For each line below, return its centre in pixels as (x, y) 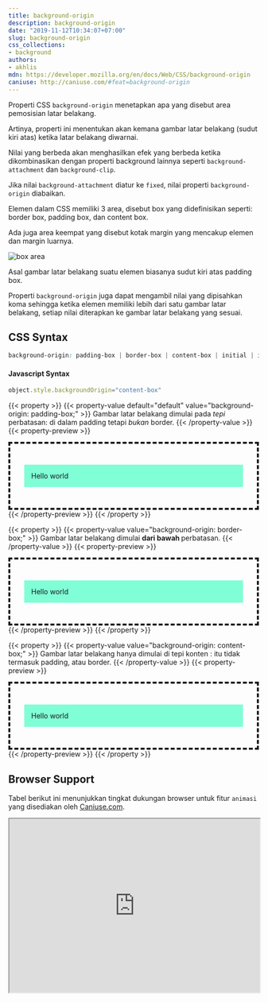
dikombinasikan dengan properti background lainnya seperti (107, 161)
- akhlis (23, 68)
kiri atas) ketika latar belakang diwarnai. (74, 137)
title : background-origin (51, 15)
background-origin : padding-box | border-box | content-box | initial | (131, 356)
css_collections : (37, 45)
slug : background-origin (49, 38)
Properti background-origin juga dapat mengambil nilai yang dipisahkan (125, 296)
